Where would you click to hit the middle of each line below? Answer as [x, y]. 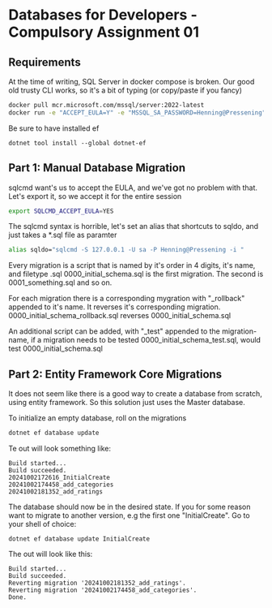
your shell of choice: [42, 524]
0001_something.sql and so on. [60, 282]
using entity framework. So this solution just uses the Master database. [127, 403]
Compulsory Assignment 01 [104, 32]
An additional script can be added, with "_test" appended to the [115, 331]
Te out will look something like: [60, 448]
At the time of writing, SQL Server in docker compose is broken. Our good [132, 82]
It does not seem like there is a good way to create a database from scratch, [136, 394]
